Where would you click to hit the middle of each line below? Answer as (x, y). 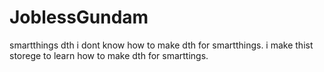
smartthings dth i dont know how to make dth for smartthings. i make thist (161, 45)
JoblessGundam (79, 17)
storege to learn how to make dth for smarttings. (109, 55)
